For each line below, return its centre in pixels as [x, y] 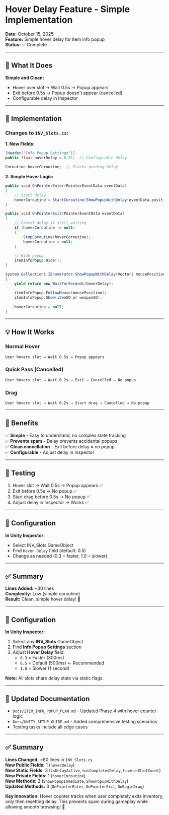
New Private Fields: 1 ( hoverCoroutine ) [46, 775]
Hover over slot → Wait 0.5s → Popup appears [60, 87]
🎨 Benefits [22, 423]
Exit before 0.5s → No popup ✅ [45, 491]
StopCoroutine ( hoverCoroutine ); [57, 237]
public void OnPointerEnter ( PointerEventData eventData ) [66, 186]
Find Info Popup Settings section [47, 647]
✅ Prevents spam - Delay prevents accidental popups [61, 441]
